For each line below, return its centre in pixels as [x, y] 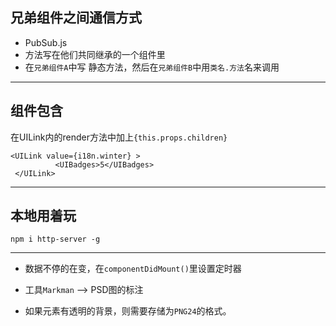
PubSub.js [46, 42]
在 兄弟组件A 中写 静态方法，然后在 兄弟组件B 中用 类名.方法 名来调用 [152, 67]
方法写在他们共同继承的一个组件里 [95, 54]
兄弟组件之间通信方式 [76, 18]
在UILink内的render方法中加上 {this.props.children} [119, 137]
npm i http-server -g [55, 239]
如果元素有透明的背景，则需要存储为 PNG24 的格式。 [128, 311]
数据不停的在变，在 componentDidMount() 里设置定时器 [133, 269]
